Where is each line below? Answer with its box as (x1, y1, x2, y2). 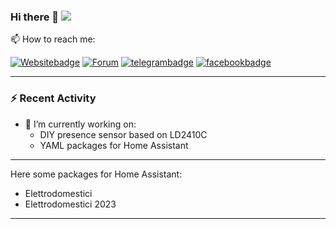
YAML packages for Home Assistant (39, 139, 189, 151)
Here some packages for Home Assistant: (10, 168, 183, 180)
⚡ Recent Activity (10, 91, 97, 105)
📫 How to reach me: (10, 33, 96, 45)
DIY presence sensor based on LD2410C (39, 128, 208, 140)
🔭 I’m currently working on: (24, 118, 137, 130)
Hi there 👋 (10, 10, 60, 24)
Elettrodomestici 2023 (24, 198, 117, 210)
